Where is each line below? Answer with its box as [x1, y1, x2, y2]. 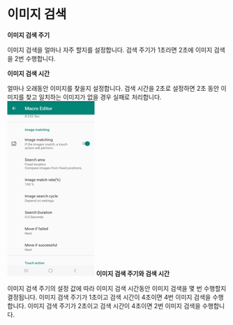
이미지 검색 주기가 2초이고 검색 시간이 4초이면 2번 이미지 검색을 [27, 301, 201, 310]
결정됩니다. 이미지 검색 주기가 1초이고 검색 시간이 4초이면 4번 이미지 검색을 [7, 293, 211, 301]
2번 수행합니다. [14, 54, 56, 63]
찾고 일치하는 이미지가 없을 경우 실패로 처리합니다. [25, 92, 162, 101]
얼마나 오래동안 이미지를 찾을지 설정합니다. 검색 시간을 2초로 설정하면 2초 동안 [7, 84, 220, 92]
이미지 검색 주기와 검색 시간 [96, 269, 170, 277]
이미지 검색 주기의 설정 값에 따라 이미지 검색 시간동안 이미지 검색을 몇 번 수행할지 [7, 284, 227, 292]
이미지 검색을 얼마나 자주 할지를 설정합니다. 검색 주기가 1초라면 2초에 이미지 [7, 45, 213, 54]
